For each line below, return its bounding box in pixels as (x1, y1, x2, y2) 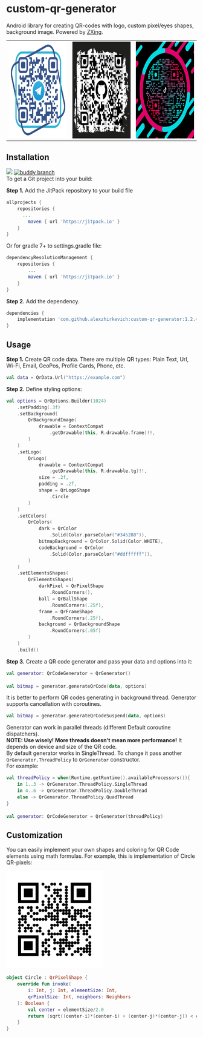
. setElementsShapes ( (17, 570, 69, 576)
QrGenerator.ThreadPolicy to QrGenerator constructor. (6, 756, 141, 763)
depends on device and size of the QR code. (6, 743, 117, 751)
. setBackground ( (17, 410, 59, 416)
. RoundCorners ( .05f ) (49, 628, 101, 634)
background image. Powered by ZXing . (6, 28, 104, 35)
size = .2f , (38, 475, 69, 481)
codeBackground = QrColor (38, 544, 104, 551)
